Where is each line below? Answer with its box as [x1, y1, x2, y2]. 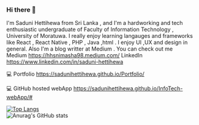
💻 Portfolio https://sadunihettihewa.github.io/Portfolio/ [6, 70, 145, 78]
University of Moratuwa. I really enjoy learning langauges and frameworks [6, 32, 193, 40]
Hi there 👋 [6, 5, 37, 14]
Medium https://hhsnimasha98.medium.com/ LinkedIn [6, 52, 143, 59]
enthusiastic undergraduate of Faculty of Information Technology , [6, 26, 174, 33]
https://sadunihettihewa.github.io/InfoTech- [73, 85, 183, 92]
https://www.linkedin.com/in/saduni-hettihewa [6, 58, 124, 66]
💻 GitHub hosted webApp [6, 85, 72, 92]
